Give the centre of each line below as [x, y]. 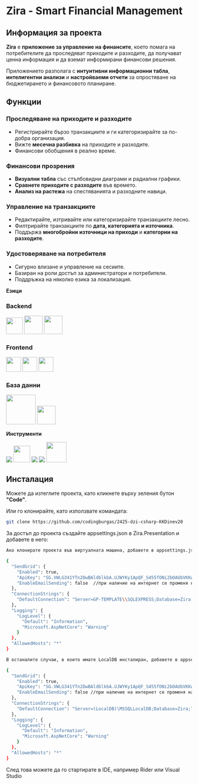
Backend [19, 306]
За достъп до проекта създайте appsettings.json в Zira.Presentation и [93, 533]
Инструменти [24, 434]
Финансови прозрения [40, 166]
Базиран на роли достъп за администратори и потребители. [90, 273]
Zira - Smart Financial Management [94, 11]
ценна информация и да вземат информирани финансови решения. [91, 59]
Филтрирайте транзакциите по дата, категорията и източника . [94, 226]
